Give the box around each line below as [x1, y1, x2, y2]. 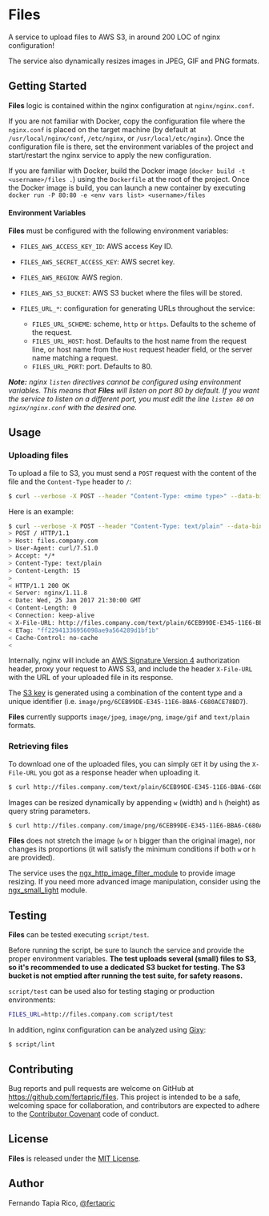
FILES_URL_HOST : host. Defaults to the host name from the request [31, 336, 247, 345]
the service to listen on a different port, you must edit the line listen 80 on [8, 394, 255, 404]
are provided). [8, 853, 55, 863]
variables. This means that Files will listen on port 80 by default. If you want [8, 385, 260, 395]
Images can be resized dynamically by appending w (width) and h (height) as [8, 797, 260, 807]
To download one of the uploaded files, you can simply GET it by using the [8, 759, 251, 768]
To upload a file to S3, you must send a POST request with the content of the [8, 468, 258, 477]
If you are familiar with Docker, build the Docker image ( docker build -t [8, 166, 246, 175]
